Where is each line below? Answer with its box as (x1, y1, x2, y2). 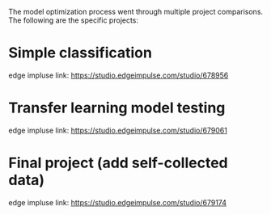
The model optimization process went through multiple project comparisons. (8, 7, 264, 16)
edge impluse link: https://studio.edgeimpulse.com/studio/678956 (8, 70, 229, 80)
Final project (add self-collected (8, 154, 228, 172)
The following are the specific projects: (8, 15, 139, 25)
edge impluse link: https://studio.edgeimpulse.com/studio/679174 (8, 197, 227, 207)
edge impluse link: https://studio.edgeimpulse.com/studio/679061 (8, 125, 228, 135)
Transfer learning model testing (8, 99, 226, 117)
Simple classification (8, 44, 152, 62)
